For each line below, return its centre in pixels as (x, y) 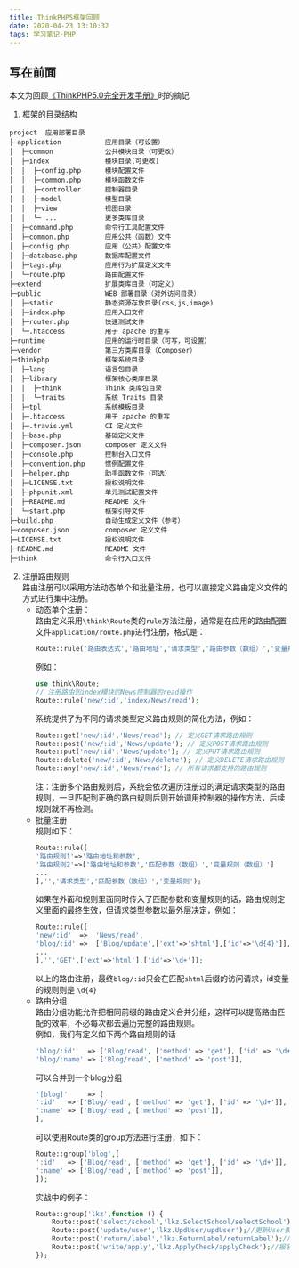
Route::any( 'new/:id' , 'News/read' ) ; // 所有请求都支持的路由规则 (151, 768)
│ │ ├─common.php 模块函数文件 (77, 180)
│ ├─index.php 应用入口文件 (77, 313)
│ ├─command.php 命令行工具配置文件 (87, 228)
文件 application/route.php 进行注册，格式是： (120, 632)
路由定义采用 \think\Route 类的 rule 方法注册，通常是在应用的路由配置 (161, 621)
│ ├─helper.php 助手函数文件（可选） (90, 474)
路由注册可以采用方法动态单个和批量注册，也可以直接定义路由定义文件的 (154, 588)
